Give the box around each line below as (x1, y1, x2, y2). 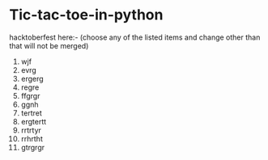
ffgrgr (20, 91, 40, 100)
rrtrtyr (20, 125, 41, 135)
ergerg (20, 74, 44, 83)
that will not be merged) (9, 40, 89, 50)
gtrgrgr (20, 142, 45, 152)
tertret (20, 107, 43, 118)
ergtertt (20, 116, 47, 126)
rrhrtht (20, 133, 43, 143)
